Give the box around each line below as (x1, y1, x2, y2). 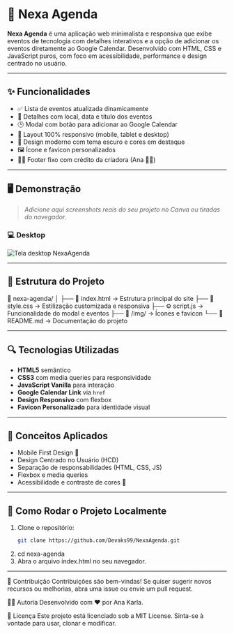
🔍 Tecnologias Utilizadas (7, 344, 120, 356)
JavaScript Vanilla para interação (17, 381, 115, 390)
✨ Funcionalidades (7, 86, 91, 98)
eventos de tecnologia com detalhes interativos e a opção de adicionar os (7, 36, 219, 45)
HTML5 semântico (17, 366, 71, 374)
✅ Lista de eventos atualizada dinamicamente (17, 104, 148, 112)
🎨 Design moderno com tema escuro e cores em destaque (17, 138, 185, 146)
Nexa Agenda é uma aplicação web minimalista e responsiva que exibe (7, 29, 212, 38)
